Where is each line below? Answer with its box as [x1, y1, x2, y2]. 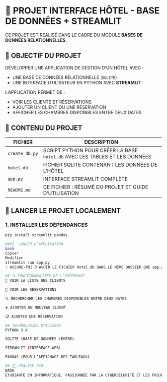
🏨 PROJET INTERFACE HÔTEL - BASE [5, 5, 160, 16]
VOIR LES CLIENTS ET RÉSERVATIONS [12, 99, 92, 105]
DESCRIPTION [84, 138, 118, 145]
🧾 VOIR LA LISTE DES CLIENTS [5, 278, 66, 283]
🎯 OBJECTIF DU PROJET [5, 52, 82, 60]
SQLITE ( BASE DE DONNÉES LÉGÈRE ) [5, 336, 75, 342]
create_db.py [7, 150, 39, 156]
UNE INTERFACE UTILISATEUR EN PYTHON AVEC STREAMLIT [12, 79, 142, 85]
